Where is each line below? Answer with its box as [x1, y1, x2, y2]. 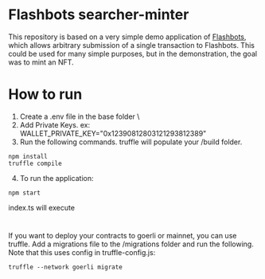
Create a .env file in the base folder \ [19, 112, 140, 121]
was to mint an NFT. [8, 57, 74, 67]
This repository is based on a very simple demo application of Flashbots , [8, 32, 247, 41]
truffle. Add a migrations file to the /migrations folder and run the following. [8, 239, 255, 249]
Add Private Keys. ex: [19, 120, 90, 129]
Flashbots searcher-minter [8, 6, 189, 24]
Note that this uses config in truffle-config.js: [8, 248, 156, 257]
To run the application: [19, 173, 94, 183]
